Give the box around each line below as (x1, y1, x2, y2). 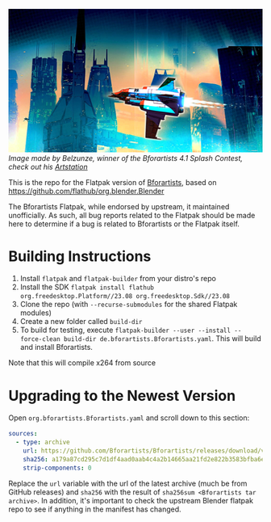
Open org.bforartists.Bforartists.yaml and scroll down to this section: (8, 413, 250, 423)
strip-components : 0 (23, 464, 92, 472)
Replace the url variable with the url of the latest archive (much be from (8, 478, 248, 488)
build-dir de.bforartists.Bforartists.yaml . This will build (63, 334, 261, 343)
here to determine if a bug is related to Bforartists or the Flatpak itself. (8, 219, 240, 229)
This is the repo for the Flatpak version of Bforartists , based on (8, 177, 217, 187)
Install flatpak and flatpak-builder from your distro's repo (19, 274, 216, 284)
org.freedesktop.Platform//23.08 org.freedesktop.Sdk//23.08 (19, 293, 231, 301)
